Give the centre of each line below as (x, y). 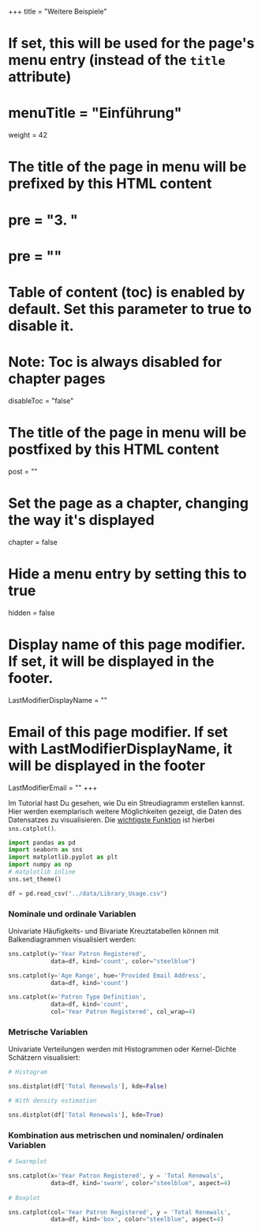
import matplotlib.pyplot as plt (63, 857)
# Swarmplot (28, 1161)
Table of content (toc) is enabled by (127, 292)
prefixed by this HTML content (110, 184)
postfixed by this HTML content (114, 449)
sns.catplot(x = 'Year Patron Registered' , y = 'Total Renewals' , (116, 1176)
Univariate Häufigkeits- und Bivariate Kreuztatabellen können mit (114, 931)
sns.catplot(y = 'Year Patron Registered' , (77, 953)
